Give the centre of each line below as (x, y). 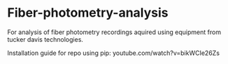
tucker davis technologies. (45, 39)
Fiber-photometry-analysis (88, 13)
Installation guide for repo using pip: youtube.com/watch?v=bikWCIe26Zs (114, 53)
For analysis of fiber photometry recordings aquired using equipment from (114, 32)
